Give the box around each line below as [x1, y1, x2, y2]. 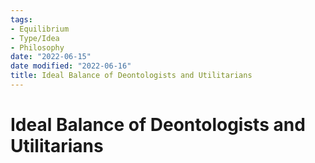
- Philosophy [10, 42, 65, 53]
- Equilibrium [10, 24, 70, 34]
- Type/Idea [10, 33, 60, 43]
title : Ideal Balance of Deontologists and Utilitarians [10, 71, 253, 81]
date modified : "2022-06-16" [10, 61, 132, 71]
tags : [10, 14, 33, 25]
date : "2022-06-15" [10, 52, 92, 62]
